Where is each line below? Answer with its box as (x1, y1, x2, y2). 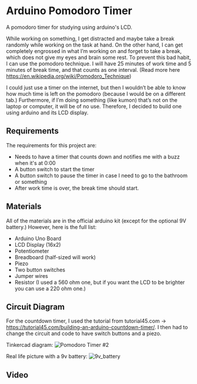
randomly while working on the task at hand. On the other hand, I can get (6, 41, 183, 48)
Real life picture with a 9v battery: (6, 353, 88, 360)
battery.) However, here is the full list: (6, 223, 97, 230)
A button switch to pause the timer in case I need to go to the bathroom (14, 172, 188, 179)
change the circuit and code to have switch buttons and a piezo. (6, 330, 162, 337)
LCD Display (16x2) (14, 241, 61, 248)
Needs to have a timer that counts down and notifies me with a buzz (14, 153, 181, 160)
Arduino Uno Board (14, 234, 62, 242)
